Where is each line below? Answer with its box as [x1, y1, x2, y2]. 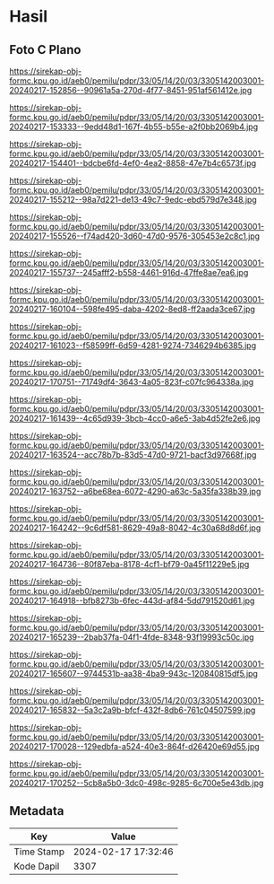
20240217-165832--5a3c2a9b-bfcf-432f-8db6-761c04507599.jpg [9, 705, 256, 715]
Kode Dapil [13, 860, 60, 872]
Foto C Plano [9, 42, 81, 57]
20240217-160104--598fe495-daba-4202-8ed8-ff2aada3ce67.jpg [9, 303, 255, 314]
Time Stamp [13, 845, 65, 858]
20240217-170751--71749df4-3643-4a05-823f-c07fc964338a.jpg [9, 377, 254, 387]
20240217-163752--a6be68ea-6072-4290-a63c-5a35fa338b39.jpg [9, 486, 261, 496]
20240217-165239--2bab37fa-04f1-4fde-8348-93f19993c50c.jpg [9, 632, 254, 643]
